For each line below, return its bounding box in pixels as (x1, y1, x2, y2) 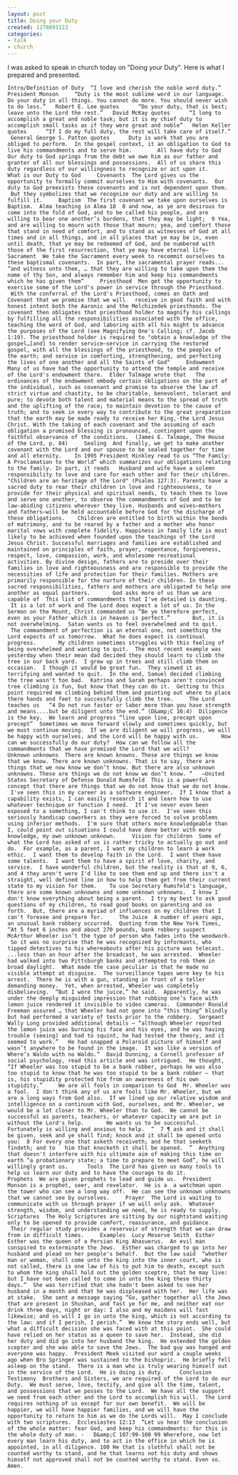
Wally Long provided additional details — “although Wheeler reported (7, 1020, 222, 1027)
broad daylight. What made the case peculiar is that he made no (7, 963, 209, 971)
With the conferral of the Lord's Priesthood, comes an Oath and (10, 290, 209, 297)
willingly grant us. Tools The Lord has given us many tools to (7, 1163, 222, 1170)
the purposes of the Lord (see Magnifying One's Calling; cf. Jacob (7, 328, 215, 335)
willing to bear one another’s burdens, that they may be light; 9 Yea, (7, 215, 232, 222)
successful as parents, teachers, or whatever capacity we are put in (7, 1113, 222, 1120)
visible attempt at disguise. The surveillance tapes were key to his (7, 970, 224, 977)
